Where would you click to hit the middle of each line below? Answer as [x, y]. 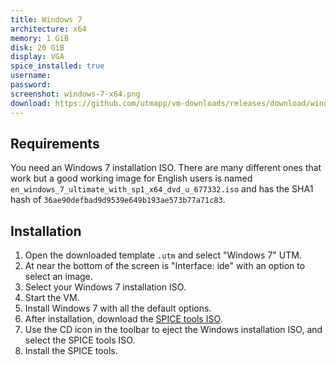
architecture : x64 [48, 29]
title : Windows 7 [46, 19]
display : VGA [37, 57]
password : [31, 85]
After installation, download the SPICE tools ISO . [123, 319]
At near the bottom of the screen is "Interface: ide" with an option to [165, 266]
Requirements [55, 143]
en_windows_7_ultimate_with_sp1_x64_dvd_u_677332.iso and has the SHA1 [162, 189]
